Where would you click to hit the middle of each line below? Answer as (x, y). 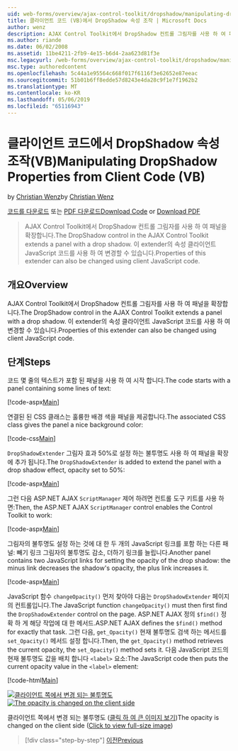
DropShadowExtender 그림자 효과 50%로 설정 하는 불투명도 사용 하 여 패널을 (112, 453)
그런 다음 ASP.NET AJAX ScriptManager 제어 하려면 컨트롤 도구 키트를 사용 (112, 498)
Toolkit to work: (30, 515)
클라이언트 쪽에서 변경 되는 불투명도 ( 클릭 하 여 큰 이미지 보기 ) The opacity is (113, 718)
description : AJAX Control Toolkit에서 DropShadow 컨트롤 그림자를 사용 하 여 (117, 34)
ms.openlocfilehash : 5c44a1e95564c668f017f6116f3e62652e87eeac (103, 73)
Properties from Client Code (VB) (106, 177)
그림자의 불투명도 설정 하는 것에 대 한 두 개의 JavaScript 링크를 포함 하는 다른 (114, 544)
